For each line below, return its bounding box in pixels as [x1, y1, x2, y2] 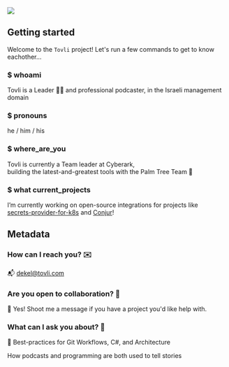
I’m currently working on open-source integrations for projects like [7, 201, 198, 209]
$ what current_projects [7, 185, 91, 194]
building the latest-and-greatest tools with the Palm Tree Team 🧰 [7, 167, 193, 175]
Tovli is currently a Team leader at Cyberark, [7, 160, 135, 168]
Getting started [7, 27, 75, 38]
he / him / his [7, 127, 45, 135]
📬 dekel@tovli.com [7, 268, 65, 277]
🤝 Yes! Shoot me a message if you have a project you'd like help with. [7, 304, 207, 313]
